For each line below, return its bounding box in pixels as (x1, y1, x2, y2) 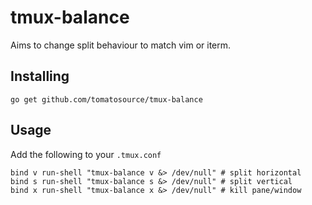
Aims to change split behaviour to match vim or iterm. (10, 39, 232, 51)
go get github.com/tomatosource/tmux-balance (10, 94, 203, 105)
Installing (10, 68, 70, 85)
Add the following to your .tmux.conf (10, 148, 162, 160)
